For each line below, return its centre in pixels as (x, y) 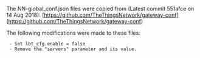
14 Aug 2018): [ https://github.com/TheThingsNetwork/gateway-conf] (93, 15)
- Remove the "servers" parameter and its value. (73, 49)
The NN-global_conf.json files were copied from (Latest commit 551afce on (100, 9)
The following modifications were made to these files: (74, 33)
